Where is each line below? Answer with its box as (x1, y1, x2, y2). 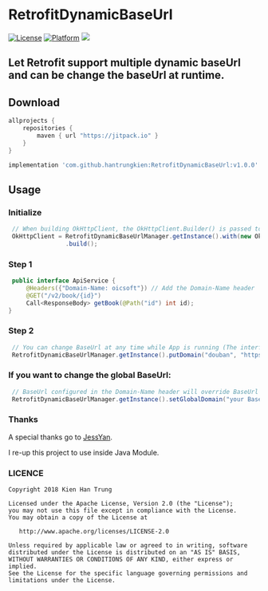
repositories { (22, 124, 73, 132)
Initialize (8, 207, 42, 218)
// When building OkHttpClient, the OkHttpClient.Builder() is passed (11, 225, 251, 233)
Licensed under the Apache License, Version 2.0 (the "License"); (8, 500, 234, 508)
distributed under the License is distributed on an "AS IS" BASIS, (8, 549, 241, 557)
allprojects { (8, 117, 56, 125)
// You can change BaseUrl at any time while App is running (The (11, 343, 238, 352)
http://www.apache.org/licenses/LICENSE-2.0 (18, 528, 170, 536)
